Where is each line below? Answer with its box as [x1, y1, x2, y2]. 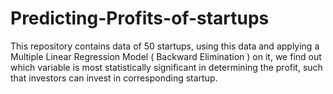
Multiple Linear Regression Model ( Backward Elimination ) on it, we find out [10, 50, 322, 62]
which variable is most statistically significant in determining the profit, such [10, 61, 323, 73]
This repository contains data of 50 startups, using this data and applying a [10, 40, 320, 52]
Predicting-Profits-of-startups [10, 7, 270, 30]
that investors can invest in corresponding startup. [10, 72, 218, 84]
